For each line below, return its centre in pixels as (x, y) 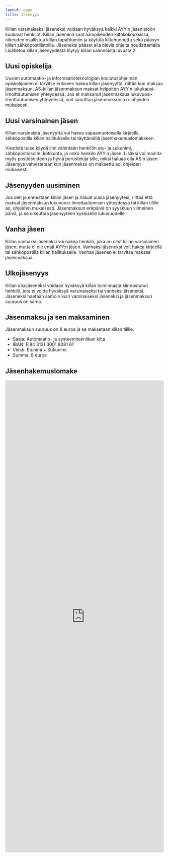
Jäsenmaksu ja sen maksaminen (57, 317)
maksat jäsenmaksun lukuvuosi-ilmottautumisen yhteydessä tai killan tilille (82, 202)
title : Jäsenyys (22, 15)
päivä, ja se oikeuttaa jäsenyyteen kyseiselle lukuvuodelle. (66, 213)
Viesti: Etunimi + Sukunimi (39, 350)
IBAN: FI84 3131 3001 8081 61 (43, 344)
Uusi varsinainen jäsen (42, 121)
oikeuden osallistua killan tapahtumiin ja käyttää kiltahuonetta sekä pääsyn (82, 40)
